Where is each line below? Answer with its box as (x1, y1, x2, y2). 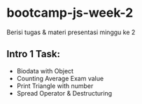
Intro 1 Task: (6, 48, 61, 60)
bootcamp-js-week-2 (6, 5, 134, 21)
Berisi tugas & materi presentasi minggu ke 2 (6, 28, 136, 36)
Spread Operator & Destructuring (16, 89, 113, 97)
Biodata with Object (16, 66, 74, 75)
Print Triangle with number (16, 82, 94, 90)
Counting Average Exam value (16, 74, 104, 82)
